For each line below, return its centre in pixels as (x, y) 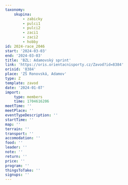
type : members (28, 97)
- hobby (30, 42)
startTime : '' (20, 120)
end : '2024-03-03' (24, 55)
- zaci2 (30, 37)
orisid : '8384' (21, 70)
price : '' (15, 161)
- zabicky (33, 19)
